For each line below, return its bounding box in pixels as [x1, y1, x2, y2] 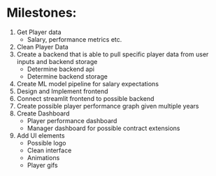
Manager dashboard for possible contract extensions [27, 124, 180, 132]
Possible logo [27, 138, 66, 147]
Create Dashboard [16, 109, 70, 118]
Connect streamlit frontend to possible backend [16, 94, 154, 102]
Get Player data [16, 28, 62, 36]
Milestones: [6, 5, 77, 21]
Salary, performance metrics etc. [27, 35, 122, 43]
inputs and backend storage [16, 57, 98, 65]
